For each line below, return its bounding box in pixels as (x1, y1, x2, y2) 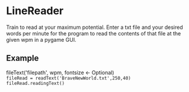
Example (6, 53, 39, 63)
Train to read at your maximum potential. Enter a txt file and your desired (6, 24, 184, 31)
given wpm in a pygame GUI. (6, 36, 76, 43)
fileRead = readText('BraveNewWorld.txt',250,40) (6, 75, 132, 81)
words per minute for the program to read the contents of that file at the (6, 29, 181, 37)
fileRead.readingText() (6, 80, 65, 86)
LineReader (6, 4, 64, 18)
